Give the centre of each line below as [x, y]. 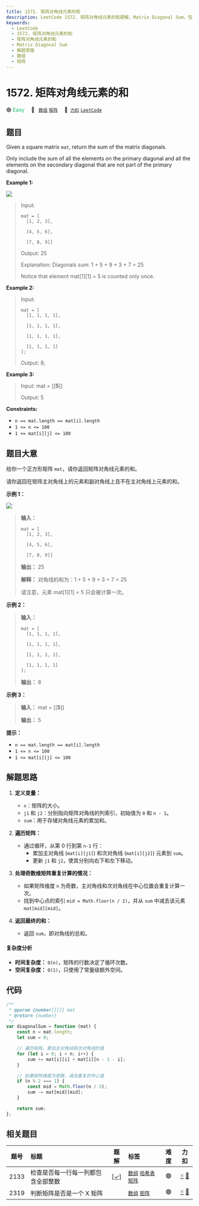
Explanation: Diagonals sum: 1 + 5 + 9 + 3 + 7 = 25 [82, 265]
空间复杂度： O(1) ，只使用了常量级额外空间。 [70, 970]
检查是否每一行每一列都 [63, 1173]
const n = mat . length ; [45, 1032]
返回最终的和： [33, 921]
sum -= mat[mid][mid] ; [55, 1092]
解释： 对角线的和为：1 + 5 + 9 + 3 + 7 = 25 [74, 580]
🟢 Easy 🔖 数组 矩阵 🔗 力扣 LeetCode [54, 110]
